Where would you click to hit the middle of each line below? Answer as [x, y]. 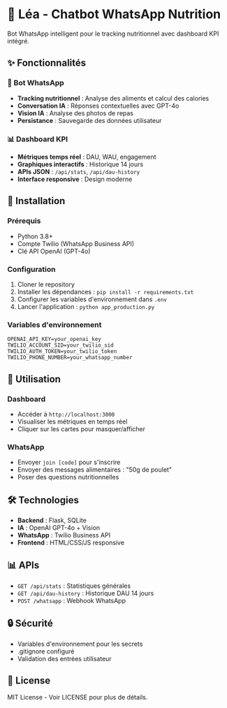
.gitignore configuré [46, 651]
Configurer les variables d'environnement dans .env [92, 299]
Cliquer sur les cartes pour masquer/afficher [81, 428]
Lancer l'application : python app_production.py [86, 306]
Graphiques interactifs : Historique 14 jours [80, 164]
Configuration [31, 269]
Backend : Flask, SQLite [52, 520]
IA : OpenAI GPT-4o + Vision [59, 528]
